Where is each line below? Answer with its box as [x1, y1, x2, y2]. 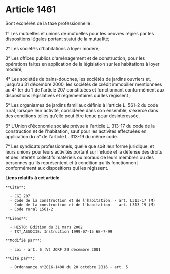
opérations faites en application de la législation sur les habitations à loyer [5, 60, 160, 67]
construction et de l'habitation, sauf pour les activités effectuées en [5, 128, 147, 134]
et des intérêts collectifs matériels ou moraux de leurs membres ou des [5, 154, 154, 160]
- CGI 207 [10, 193, 30, 199]
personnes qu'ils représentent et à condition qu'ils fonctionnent [5, 159, 138, 166]
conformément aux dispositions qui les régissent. [5, 165, 108, 171]
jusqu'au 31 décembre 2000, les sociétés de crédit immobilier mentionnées [5, 81, 162, 87]
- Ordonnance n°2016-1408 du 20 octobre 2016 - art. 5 [10, 264, 128, 270]
